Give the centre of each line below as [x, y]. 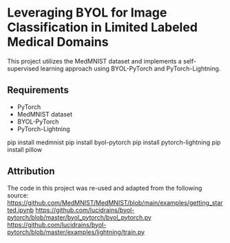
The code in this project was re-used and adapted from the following [105, 188]
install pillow [25, 149]
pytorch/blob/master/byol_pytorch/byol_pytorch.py [79, 217]
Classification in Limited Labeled [103, 27]
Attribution [31, 172]
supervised [23, 68]
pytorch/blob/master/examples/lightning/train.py [76, 232]
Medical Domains [58, 42]
